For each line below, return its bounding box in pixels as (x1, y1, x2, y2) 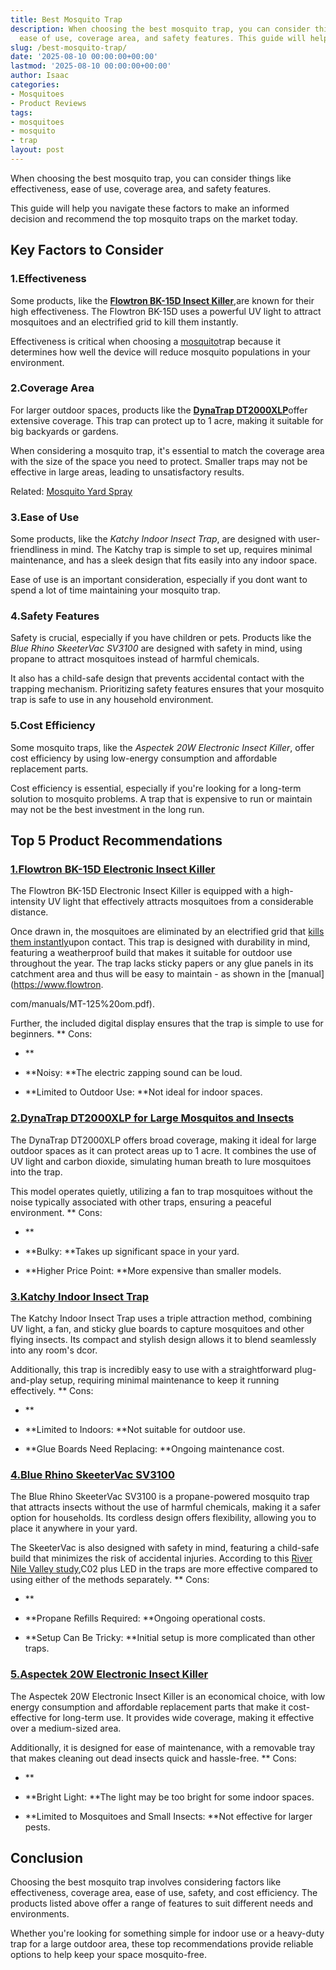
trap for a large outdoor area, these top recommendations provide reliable (10, 1938, 314, 1950)
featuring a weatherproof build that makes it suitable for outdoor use (10, 947, 293, 959)
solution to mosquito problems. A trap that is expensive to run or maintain (10, 792, 313, 805)
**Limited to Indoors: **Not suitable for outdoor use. (24, 1424, 246, 1436)
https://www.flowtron (13, 979, 102, 991)
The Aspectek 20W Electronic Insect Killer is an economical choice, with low (10, 1690, 326, 1702)
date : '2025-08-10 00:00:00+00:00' (10, 52, 159, 62)
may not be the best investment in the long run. (10, 803, 205, 815)
